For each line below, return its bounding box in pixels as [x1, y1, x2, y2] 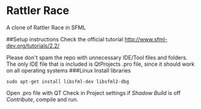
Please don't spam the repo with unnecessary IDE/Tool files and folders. [6, 54, 188, 61]
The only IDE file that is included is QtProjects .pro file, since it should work [6, 60, 195, 68]
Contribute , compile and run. [6, 96, 79, 103]
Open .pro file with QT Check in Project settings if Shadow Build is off [6, 89, 181, 96]
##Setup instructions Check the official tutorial [6, 35, 124, 43]
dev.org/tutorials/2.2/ [6, 42, 60, 49]
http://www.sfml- [124, 35, 167, 43]
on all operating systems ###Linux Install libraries [6, 66, 131, 74]
